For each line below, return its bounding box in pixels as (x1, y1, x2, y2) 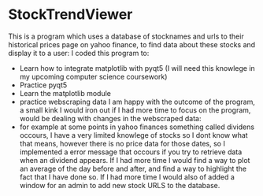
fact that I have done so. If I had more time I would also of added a (19, 172, 235, 182)
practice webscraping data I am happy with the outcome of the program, (19, 97, 256, 106)
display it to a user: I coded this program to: (8, 48, 150, 57)
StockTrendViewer (8, 6, 133, 24)
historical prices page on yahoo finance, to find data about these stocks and (8, 39, 256, 49)
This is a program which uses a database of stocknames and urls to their (8, 31, 244, 41)
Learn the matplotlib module (19, 88, 112, 98)
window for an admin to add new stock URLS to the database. (19, 180, 220, 190)
